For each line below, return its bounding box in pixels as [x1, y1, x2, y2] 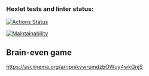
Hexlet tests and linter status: [6, 5, 94, 13]
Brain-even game [6, 47, 72, 57]
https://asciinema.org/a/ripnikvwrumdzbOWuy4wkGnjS [6, 63, 143, 71]
